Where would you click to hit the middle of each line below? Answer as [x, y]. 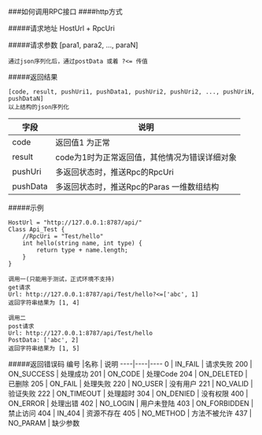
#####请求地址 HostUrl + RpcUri [62, 28]
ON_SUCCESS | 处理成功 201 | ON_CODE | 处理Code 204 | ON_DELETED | [128, 374]
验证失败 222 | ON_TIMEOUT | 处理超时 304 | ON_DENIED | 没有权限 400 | [128, 393]
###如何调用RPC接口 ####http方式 [66, 11]
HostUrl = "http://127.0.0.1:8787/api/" [76, 223]
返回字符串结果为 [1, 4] [44, 303]
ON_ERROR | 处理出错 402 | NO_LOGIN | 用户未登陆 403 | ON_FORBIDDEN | [131, 403]
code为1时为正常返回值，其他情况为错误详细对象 [146, 157]
